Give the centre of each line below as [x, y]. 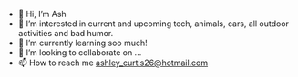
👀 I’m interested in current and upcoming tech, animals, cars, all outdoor [154, 24]
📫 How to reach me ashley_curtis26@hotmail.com [113, 63]
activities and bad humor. [66, 33]
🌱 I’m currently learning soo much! [82, 43]
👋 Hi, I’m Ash [42, 14]
